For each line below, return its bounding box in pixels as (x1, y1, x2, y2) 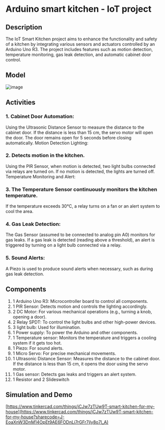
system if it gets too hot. (12, 340, 62, 346)
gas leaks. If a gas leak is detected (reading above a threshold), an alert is (5, 237, 155, 243)
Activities (5, 98, 36, 107)
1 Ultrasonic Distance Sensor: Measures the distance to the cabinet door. (12, 355, 161, 361)
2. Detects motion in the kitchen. (5, 152, 85, 159)
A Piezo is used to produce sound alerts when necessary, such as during (5, 266, 153, 271)
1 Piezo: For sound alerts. (12, 345, 64, 351)
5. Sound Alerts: (5, 254, 45, 261)
